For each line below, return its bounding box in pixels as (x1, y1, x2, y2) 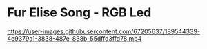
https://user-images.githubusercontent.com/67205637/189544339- (7, 27, 201, 35)
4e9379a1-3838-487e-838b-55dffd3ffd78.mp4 (7, 34, 142, 42)
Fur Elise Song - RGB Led (7, 5, 152, 20)
